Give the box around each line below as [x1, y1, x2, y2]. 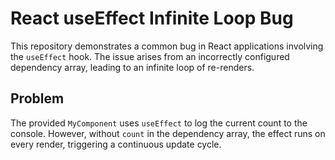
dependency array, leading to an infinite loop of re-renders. [10, 61, 255, 73]
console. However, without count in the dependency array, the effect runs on [10, 127, 326, 139]
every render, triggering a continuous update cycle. [10, 138, 222, 150]
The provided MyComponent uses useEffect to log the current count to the [10, 117, 308, 129]
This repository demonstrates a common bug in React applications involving [10, 40, 324, 52]
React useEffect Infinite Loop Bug [10, 7, 294, 30]
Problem [10, 90, 65, 107]
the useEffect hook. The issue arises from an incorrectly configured [10, 50, 290, 62]
